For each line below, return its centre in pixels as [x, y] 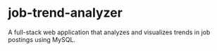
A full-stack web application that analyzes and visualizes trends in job [109, 32]
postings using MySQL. [42, 39]
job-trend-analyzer [65, 13]
